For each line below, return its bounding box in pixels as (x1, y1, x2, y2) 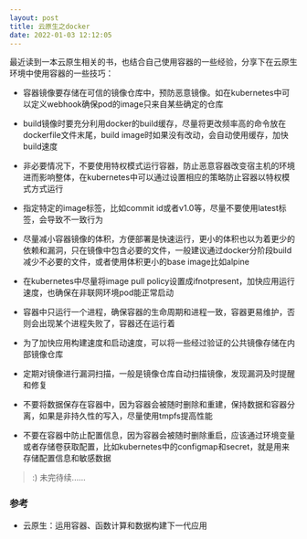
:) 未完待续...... (31, 472, 87, 483)
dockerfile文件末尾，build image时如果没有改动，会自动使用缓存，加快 (22, 130, 290, 141)
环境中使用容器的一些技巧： (9, 68, 114, 79)
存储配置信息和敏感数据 (22, 453, 111, 464)
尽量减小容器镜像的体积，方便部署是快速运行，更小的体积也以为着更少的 (22, 234, 295, 245)
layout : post (9, 13, 59, 23)
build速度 (22, 141, 58, 152)
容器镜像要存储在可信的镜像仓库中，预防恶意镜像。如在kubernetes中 (22, 88, 282, 99)
